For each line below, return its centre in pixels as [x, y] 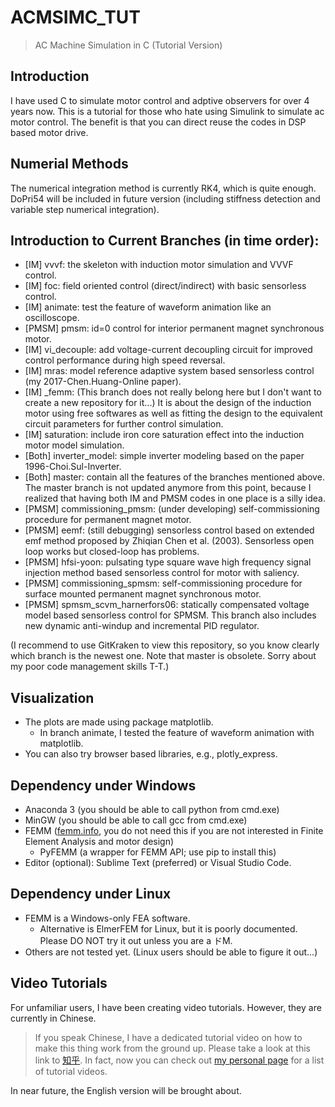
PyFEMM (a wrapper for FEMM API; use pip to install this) [158, 852]
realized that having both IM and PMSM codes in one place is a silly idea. [175, 498]
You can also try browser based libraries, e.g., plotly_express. [151, 754]
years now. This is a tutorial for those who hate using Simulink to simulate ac [167, 111]
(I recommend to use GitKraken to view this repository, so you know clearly [165, 645]
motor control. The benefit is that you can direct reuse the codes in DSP [158, 122]
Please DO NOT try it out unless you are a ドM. [136, 940]
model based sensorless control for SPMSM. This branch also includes [170, 615]
